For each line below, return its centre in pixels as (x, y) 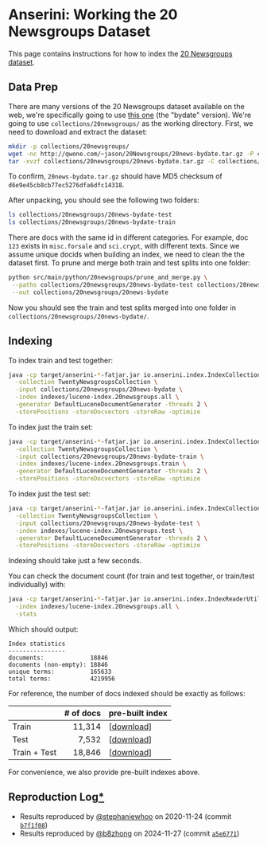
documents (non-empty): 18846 (58, 664)
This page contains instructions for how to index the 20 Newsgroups (120, 53)
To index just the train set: (50, 427)
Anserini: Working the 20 (93, 15)
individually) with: (37, 585)
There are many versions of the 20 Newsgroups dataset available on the (126, 106)
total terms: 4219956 (62, 679)
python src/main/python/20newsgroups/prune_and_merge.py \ (108, 278)
